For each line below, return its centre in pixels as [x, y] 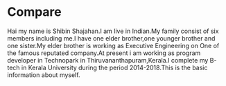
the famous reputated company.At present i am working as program [104, 53]
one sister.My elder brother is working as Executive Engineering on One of [113, 45]
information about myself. [44, 75]
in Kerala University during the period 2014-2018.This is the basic [114, 67]
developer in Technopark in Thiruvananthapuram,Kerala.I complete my [108, 60]
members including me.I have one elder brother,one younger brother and [111, 38]
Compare [35, 12]
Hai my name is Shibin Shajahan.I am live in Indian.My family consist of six [113, 31]
